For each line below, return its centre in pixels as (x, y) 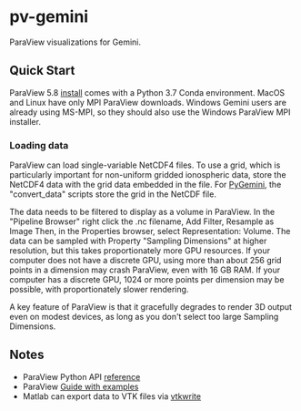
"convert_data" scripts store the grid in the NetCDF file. (113, 194)
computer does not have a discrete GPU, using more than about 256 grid (145, 261)
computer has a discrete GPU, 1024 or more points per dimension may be (147, 280)
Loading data (39, 145)
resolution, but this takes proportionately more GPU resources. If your (140, 251)
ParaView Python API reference (81, 376)
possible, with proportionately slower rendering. (99, 290)
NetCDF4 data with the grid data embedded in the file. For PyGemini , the (145, 185)
